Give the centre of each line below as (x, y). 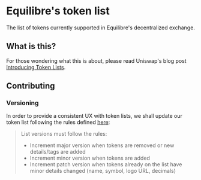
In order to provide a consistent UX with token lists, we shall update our (94, 116)
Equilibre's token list (58, 11)
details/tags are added (58, 152)
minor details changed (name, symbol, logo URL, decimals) (103, 171)
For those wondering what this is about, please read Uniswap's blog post (97, 60)
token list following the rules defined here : (58, 122)
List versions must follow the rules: (64, 134)
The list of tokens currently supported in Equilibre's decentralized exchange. (100, 28)
